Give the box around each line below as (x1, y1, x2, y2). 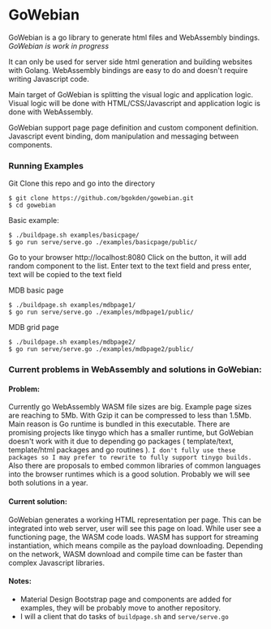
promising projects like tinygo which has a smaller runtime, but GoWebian (8, 428, 254, 438)
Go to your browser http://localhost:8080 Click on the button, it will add (8, 253, 247, 263)
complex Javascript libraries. (8, 558, 105, 567)
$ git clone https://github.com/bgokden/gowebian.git (8, 195, 195, 203)
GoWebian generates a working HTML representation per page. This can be (8, 515, 262, 524)
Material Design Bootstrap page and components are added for (19, 594, 232, 604)
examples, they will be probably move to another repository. (19, 602, 222, 613)
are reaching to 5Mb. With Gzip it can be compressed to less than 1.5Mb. (8, 411, 252, 421)
